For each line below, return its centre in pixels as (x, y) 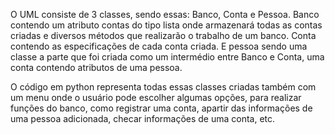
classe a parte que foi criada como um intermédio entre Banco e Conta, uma (167, 57)
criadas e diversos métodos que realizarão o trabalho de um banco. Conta (163, 35)
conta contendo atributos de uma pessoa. (96, 67)
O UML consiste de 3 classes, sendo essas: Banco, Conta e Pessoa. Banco (165, 14)
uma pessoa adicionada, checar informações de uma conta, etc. (143, 118)
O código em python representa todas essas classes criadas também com (163, 87)
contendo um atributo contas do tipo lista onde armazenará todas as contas (166, 25)
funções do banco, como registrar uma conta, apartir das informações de (161, 108)
